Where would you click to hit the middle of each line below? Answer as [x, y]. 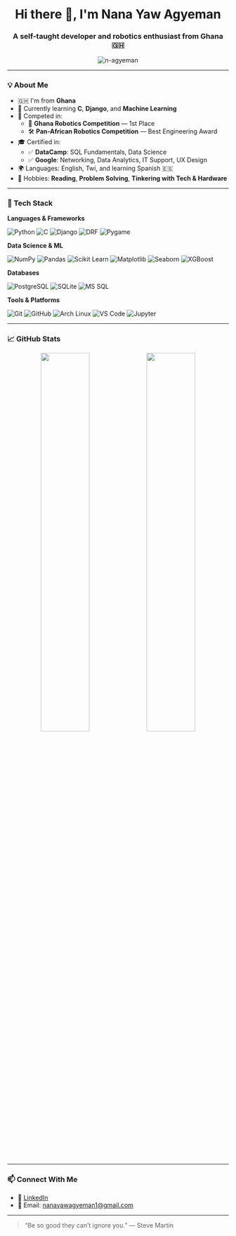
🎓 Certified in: [39, 142]
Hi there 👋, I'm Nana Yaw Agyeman [118, 14]
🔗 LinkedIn [33, 1197]
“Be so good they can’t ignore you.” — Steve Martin [99, 1225]
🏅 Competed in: [40, 116]
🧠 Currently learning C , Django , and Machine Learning [97, 108]
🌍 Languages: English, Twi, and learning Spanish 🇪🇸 [95, 168]
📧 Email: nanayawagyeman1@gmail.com [75, 1205]
